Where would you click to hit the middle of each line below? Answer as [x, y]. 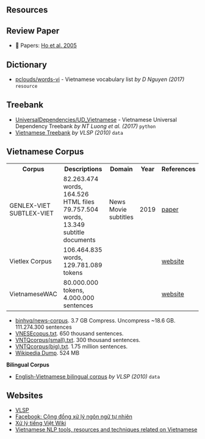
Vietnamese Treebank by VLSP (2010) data [69, 132]
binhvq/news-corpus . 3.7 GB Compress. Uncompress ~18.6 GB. [95, 320]
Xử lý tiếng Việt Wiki [41, 423]
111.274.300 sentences [43, 327]
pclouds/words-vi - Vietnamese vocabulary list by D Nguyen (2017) [100, 79]
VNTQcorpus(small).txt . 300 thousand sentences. [78, 340]
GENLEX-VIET [30, 205]
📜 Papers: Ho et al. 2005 [46, 46]
